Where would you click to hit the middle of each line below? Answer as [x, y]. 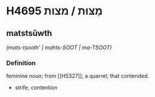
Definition [21, 63]
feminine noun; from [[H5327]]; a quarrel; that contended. [78, 76]
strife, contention [36, 87]
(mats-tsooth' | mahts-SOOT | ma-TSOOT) [59, 47]
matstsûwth [29, 33]
